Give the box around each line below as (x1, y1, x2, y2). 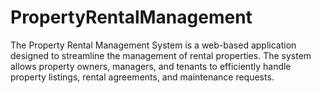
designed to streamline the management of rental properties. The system (10, 49, 312, 61)
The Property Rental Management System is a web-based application (10, 39, 297, 51)
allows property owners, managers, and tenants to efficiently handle (10, 60, 292, 72)
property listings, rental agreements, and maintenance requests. (10, 71, 275, 83)
